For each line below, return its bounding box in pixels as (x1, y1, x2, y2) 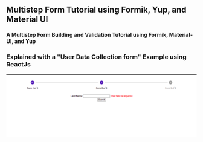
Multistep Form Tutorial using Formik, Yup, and (6, 5, 187, 15)
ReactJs (6, 60, 31, 68)
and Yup (14, 37, 36, 45)
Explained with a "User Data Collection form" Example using (6, 53, 187, 61)
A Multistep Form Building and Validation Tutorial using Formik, (6, 31, 168, 38)
